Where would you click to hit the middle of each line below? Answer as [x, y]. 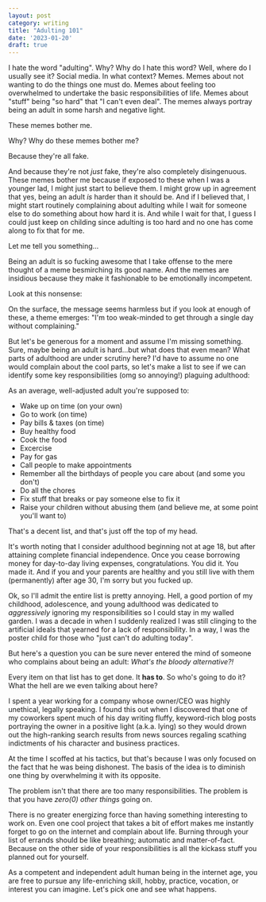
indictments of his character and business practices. [94, 743]
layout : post [30, 15]
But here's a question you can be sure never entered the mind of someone [130, 653]
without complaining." [44, 326]
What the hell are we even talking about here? [83, 686]
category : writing [39, 23]
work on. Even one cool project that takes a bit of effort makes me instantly [131, 823]
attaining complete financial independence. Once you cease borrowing [124, 555]
